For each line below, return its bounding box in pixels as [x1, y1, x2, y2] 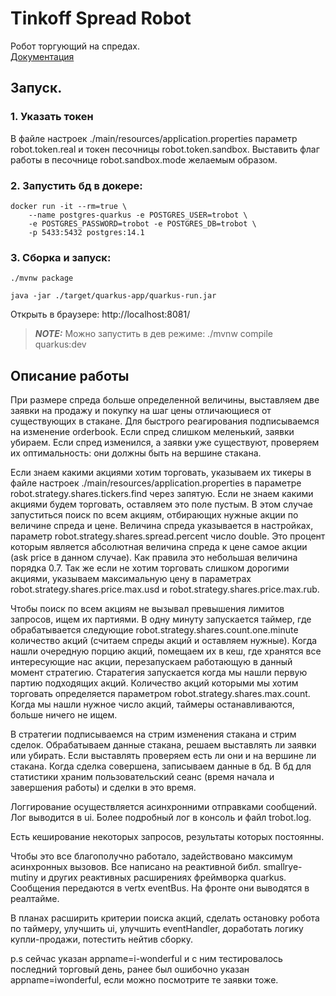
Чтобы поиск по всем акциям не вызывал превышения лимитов [10, 603, 285, 615]
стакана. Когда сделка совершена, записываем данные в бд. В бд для [10, 760, 312, 772]
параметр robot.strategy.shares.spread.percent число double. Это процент [10, 530, 326, 542]
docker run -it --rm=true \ [10, 201, 128, 211]
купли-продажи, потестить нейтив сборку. [10, 933, 193, 946]
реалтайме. [10, 893, 60, 905]
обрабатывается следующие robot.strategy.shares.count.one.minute [10, 624, 299, 636]
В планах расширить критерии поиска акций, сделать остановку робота [10, 912, 320, 924]
